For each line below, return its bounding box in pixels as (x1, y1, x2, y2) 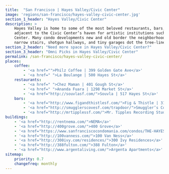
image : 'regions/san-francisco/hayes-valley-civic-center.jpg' (5, 12, 141, 17)
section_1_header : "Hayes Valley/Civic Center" (5, 17, 107, 22)
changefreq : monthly (14, 161, 57, 166)
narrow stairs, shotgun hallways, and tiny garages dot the (14, 40, 143, 45)
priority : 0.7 (14, 156, 44, 161)
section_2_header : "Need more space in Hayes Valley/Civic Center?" (5, 45, 152, 50)
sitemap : (5, 152, 24, 157)
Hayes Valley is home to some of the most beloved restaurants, (14, 26, 152, 31)
